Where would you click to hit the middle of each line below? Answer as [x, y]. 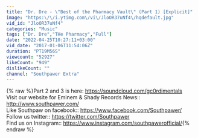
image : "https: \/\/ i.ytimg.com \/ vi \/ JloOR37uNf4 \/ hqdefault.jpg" [90, 18]
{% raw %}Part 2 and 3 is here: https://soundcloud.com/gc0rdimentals [94, 91]
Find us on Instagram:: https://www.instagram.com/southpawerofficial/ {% [98, 123]
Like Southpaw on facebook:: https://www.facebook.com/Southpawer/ [94, 110]
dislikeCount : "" [28, 68]
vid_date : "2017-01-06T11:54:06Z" [50, 46]
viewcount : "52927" [31, 57]
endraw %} [20, 130]
